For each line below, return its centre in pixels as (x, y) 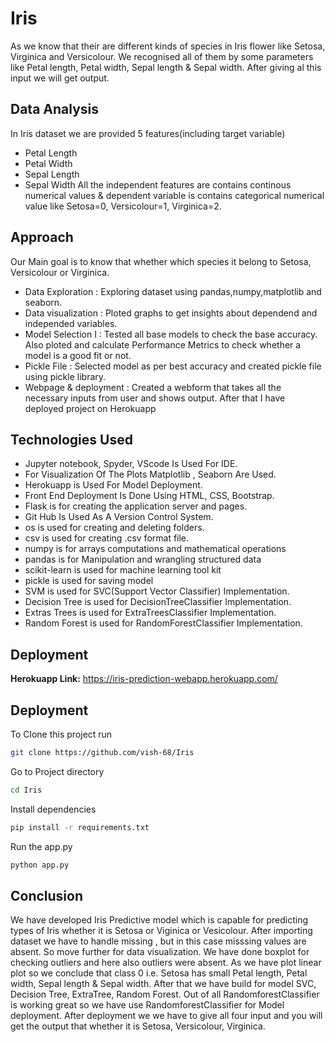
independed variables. (71, 323)
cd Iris (26, 790)
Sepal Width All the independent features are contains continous (158, 184)
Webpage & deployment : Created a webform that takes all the (153, 387)
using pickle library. (65, 376)
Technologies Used (71, 439)
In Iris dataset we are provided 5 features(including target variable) (148, 133)
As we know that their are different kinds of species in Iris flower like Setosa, (168, 46)
